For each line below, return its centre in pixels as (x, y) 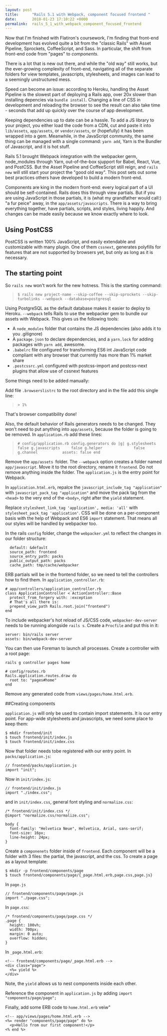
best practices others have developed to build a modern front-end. (74, 177)
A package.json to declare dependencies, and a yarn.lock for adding (83, 339)
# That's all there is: (34, 602)
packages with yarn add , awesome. (49, 344)
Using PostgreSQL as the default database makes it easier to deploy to (78, 308)
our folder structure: (26, 538)
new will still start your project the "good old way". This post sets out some (81, 172)
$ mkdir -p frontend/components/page (44, 870)
